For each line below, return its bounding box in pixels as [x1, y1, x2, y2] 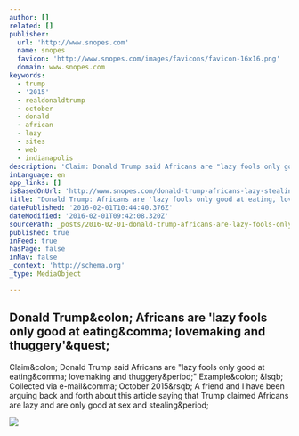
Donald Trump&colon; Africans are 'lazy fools [9, 311, 268, 326]
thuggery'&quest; [9, 338, 110, 353]
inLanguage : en [9, 170, 66, 179]
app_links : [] [9, 179, 62, 188]
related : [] [9, 21, 53, 30]
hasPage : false [9, 245, 66, 254]
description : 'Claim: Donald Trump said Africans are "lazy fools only [9, 162, 280, 171]
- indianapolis [17, 153, 74, 163]
